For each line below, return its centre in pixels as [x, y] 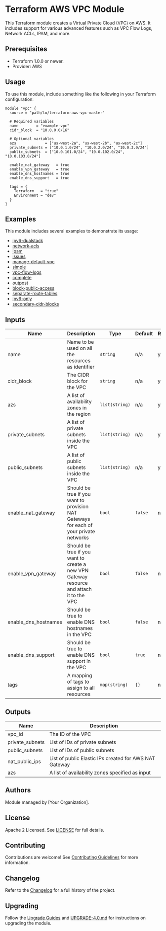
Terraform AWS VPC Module [65, 9]
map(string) [114, 685]
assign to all [81, 688]
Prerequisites [26, 49]
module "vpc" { [21, 108]
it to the [76, 596]
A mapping [80, 676]
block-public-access [33, 288]
